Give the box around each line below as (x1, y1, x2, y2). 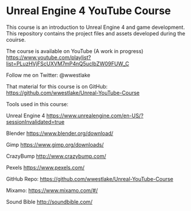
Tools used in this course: (6, 100, 69, 107)
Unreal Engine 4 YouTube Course (6, 4, 171, 18)
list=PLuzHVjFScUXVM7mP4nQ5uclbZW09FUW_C (6, 60, 130, 67)
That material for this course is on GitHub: (6, 83, 108, 90)
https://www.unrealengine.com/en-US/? (46, 112, 144, 119)
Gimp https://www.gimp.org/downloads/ (6, 141, 104, 148)
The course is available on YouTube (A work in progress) (6, 47, 144, 54)
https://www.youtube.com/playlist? (6, 54, 91, 61)
